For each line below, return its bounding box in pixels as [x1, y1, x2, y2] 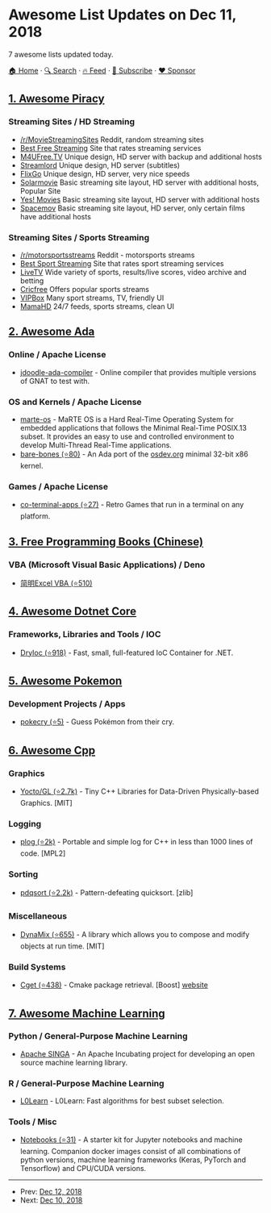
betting [19, 276, 44, 286]
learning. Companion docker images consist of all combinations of [19, 1147, 241, 1157]
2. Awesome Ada [8, 325, 95, 339]
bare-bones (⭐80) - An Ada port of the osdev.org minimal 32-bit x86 [19, 449, 248, 459]
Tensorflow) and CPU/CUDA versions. [19, 1164, 147, 1173]
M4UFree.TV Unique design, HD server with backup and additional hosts [19, 152, 262, 161]
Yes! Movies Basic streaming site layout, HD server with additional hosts [19, 194, 261, 204]
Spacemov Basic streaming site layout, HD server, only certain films [19, 203, 246, 213]
